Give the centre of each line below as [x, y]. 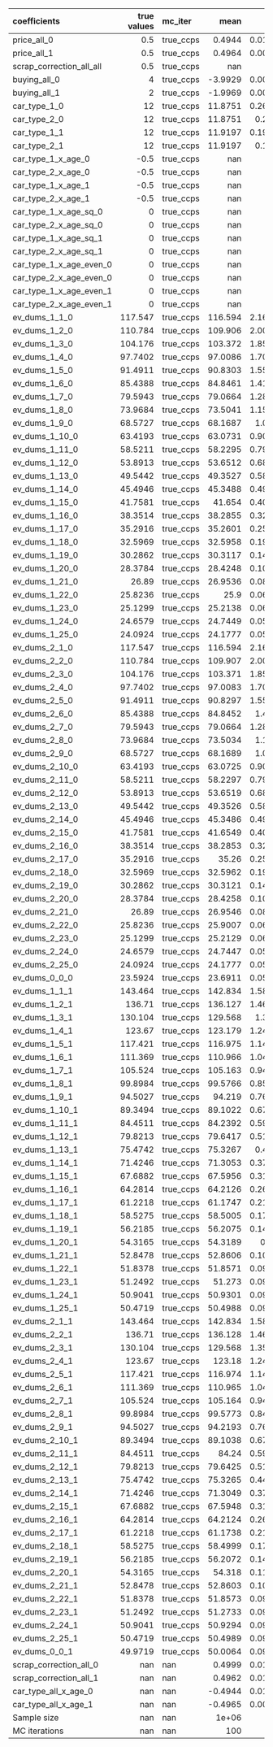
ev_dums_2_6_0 [43, 713]
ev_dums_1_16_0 [45, 515]
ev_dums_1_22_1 [45, 1269]
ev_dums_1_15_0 [45, 502]
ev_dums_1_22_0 [45, 595]
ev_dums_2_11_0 [45, 780]
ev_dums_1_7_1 [43, 1070]
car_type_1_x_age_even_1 [62, 291]
